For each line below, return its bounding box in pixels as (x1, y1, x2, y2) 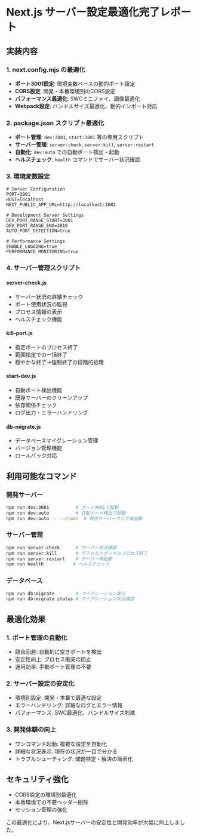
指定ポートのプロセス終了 (14, 343, 78, 351)
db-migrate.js (6, 423, 41, 430)
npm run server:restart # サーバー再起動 (6, 556, 112, 562)
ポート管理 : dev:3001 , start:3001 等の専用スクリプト (14, 134, 144, 141)
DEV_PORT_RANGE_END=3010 (6, 223, 68, 229)
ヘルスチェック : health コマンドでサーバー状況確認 (14, 156, 140, 163)
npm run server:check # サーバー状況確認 (6, 545, 117, 551)
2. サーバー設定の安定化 (6, 679, 75, 687)
